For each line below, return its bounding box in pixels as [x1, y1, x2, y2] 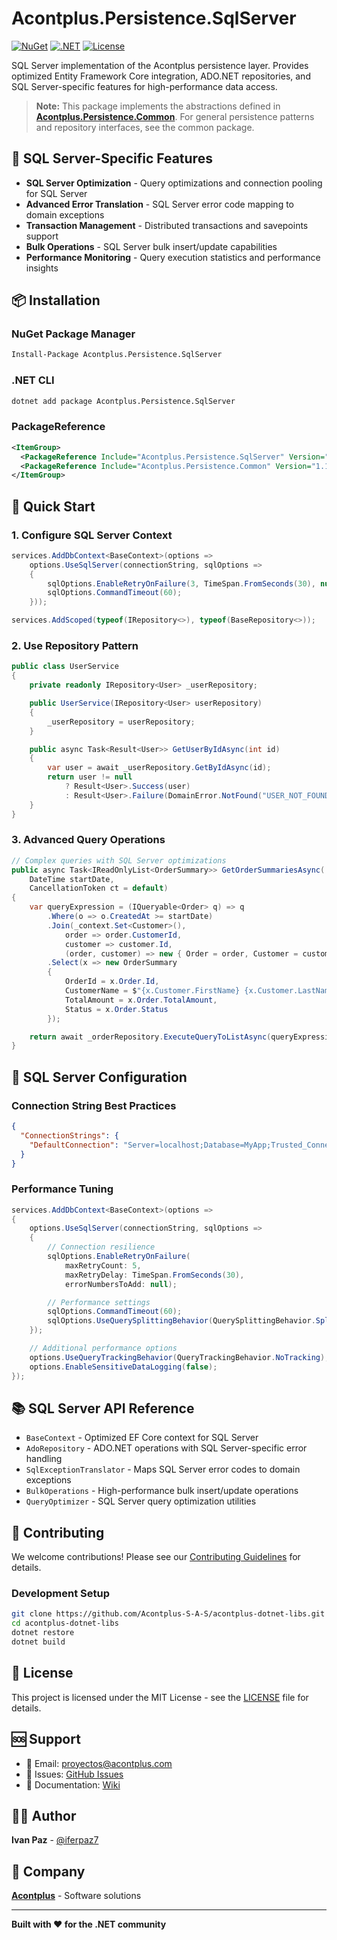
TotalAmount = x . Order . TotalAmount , [64, 995, 218, 1005]
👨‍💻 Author [11, 1807, 77, 1824]
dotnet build [11, 1637, 66, 1647]
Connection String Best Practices [11, 1098, 177, 1112]
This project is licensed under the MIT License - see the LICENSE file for [11, 1691, 309, 1703]
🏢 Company [11, 1863, 86, 1880]
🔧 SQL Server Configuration [11, 1068, 188, 1086]
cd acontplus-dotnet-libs [11, 1618, 119, 1629]
